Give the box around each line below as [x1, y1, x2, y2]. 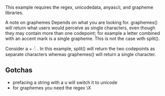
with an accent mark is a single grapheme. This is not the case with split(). [5, 35, 160, 41]
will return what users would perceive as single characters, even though [5, 25, 155, 31]
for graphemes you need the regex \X [12, 84, 91, 90]
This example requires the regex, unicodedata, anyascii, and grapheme [5, 5, 153, 10]
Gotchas [5, 66, 33, 75]
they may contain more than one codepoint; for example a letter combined [5, 30, 160, 36]
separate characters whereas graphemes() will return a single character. [5, 52, 156, 57]
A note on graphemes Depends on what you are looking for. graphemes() [5, 20, 158, 25]
